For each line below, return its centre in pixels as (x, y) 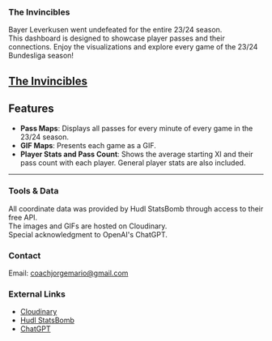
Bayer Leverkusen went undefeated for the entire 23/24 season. (115, 30)
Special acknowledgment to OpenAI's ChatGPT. (88, 234)
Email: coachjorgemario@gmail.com (68, 273)
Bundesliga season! (41, 56)
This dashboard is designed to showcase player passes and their (117, 38)
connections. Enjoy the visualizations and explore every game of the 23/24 (133, 47)
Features (31, 109)
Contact (25, 255)
